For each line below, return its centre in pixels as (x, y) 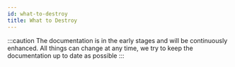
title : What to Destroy (42, 20)
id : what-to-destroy (38, 14)
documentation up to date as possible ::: (66, 55)
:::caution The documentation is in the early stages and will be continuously (117, 40)
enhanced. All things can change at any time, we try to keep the (100, 48)
